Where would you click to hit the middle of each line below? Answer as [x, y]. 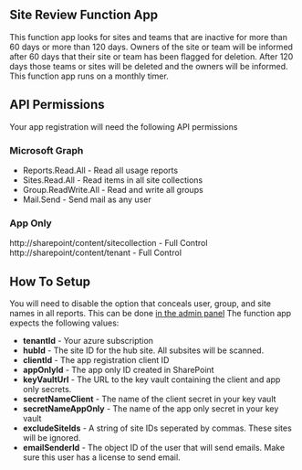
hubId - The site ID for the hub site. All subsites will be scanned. [143, 350]
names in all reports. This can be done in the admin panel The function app [151, 314]
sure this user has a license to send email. [101, 457]
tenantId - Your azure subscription [88, 341]
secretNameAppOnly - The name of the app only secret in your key [151, 409]
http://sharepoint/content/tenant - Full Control [96, 253]
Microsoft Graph [47, 150]
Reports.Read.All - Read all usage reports [100, 170]
